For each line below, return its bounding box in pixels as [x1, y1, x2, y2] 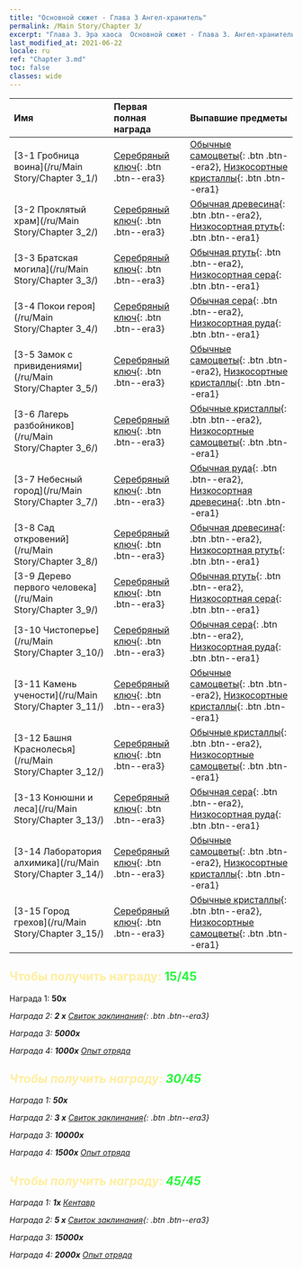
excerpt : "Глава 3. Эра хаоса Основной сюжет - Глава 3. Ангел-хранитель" [9, 30, 299, 39]
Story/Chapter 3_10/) [13, 646, 105, 658]
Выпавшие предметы [190, 112, 288, 124]
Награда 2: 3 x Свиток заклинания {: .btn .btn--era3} [9, 1113, 209, 1123]
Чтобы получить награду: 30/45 [9, 1071, 202, 1086]
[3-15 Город [13, 905, 70, 917]
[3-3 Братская [13, 251, 78, 264]
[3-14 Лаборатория [13, 845, 102, 857]
